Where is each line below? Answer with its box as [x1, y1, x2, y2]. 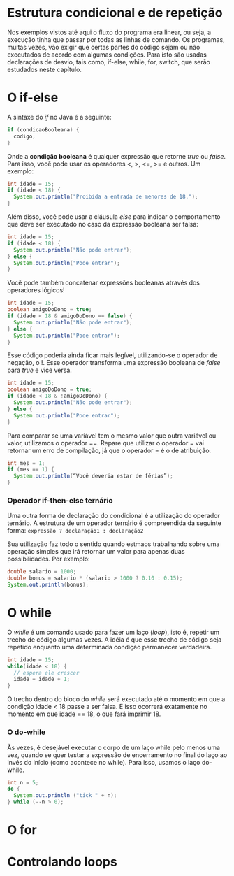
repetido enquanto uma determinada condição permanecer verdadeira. [7, 642, 212, 651]
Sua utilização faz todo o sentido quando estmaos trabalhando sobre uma [7, 540, 220, 548]
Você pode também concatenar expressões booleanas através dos [7, 278, 200, 287]
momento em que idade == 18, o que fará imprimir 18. [7, 710, 161, 718]
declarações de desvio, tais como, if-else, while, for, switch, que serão [7, 57, 211, 66]
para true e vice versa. [7, 366, 72, 375]
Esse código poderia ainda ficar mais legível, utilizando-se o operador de [7, 351, 218, 359]
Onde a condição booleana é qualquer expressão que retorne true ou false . [7, 152, 226, 160]
